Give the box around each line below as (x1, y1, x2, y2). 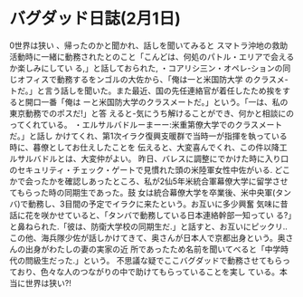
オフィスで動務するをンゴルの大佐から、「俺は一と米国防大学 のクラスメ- (16, 73, 289, 84)
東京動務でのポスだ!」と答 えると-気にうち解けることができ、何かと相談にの (9, 108, 295, 119)
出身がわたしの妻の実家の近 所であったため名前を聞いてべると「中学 (24, 244, 281, 254)
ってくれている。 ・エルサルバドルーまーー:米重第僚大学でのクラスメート (9, 119, 283, 129)
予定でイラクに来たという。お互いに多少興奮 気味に (88, 198, 280, 209)
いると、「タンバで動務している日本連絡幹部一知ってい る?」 (71, 209, 292, 220)
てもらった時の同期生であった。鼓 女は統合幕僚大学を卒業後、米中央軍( (9, 187, 276, 197)
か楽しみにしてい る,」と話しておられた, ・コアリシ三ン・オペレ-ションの (9, 62, 283, 73)
